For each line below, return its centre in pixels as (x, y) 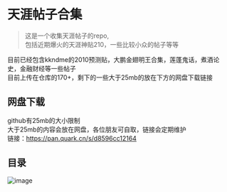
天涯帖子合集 (45, 15)
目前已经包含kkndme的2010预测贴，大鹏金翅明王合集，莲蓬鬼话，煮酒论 (114, 59)
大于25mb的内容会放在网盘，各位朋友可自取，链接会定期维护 (97, 129)
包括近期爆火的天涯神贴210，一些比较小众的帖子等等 (102, 44)
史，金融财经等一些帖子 (42, 68)
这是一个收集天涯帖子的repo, (67, 36)
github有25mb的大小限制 (44, 120)
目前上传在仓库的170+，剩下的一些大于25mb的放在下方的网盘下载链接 (110, 77)
